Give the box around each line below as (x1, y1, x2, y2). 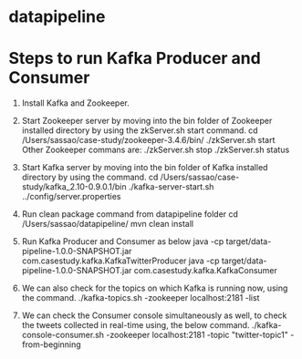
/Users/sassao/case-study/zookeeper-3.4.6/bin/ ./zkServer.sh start (21, 135, 276, 146)
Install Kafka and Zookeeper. (21, 97, 130, 108)
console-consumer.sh (21, 330, 105, 341)
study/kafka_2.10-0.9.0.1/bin (21, 181, 127, 192)
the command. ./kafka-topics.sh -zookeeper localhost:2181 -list (21, 292, 260, 303)
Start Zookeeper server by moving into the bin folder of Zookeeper (21, 116, 273, 127)
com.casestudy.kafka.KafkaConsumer (133, 265, 277, 276)
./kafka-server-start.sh (128, 181, 214, 192)
